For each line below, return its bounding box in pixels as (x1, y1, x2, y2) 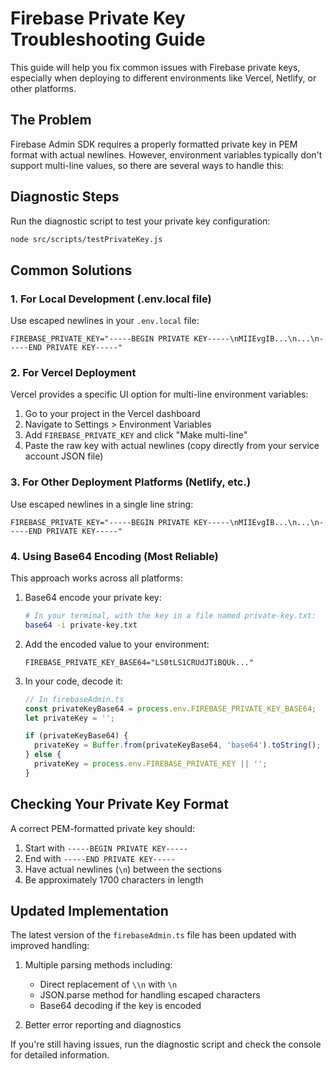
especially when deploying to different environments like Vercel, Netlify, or (10, 72, 317, 84)
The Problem (10, 112, 92, 129)
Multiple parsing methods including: (24, 959, 173, 971)
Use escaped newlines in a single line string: (10, 498, 194, 510)
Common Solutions (10, 262, 133, 279)
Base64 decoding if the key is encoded (39, 1000, 202, 1012)
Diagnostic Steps (10, 188, 120, 206)
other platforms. (10, 82, 77, 94)
